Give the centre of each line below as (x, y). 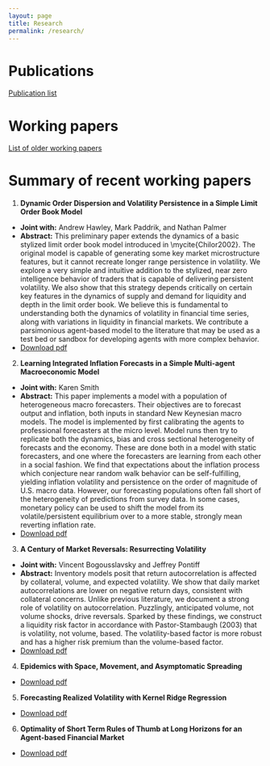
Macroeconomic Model (60, 372)
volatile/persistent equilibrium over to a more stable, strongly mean (131, 516)
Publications (51, 71)
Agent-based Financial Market (72, 738)
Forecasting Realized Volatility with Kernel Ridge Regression (123, 698)
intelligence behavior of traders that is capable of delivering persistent (137, 279)
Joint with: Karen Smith (59, 388)
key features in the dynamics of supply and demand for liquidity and (133, 297)
